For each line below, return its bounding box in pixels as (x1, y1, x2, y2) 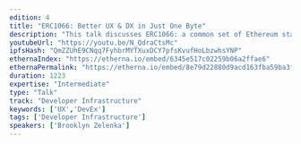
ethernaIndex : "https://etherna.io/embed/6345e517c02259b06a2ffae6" (9, 55, 271, 64)
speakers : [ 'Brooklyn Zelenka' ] (9, 122, 130, 131)
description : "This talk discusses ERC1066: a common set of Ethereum (9, 30, 279, 38)
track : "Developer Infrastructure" (9, 96, 142, 106)
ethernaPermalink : (9, 64, 78, 72)
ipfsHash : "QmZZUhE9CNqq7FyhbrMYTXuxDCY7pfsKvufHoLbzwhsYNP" (9, 47, 243, 55)
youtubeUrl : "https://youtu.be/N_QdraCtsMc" (9, 38, 178, 47)
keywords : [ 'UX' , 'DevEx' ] (9, 105, 106, 114)
